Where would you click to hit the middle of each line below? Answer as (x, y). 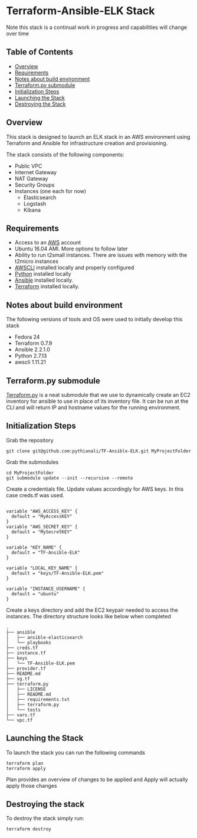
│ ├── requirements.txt (38, 699)
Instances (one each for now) (50, 191)
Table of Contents (40, 52)
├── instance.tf (26, 653)
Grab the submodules (32, 462)
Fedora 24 (27, 337)
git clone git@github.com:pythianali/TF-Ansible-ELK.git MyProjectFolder (99, 451)
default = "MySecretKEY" (42, 532)
